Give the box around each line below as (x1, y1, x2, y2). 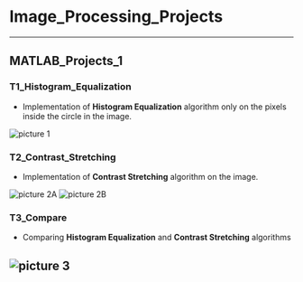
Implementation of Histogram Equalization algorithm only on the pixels (22, 101, 287, 112)
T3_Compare (9, 211, 68, 223)
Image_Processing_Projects (9, 6, 224, 27)
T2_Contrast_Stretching (9, 151, 116, 164)
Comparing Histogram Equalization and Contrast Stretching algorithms (22, 232, 291, 243)
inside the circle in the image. (22, 110, 133, 121)
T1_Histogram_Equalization (9, 80, 133, 93)
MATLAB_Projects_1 (9, 53, 124, 69)
